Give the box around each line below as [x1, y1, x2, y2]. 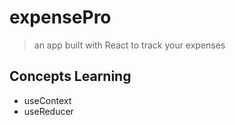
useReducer [23, 105, 74, 117]
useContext [23, 94, 72, 106]
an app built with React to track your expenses [33, 39, 226, 51]
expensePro [9, 6, 112, 29]
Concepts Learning [9, 68, 132, 85]
